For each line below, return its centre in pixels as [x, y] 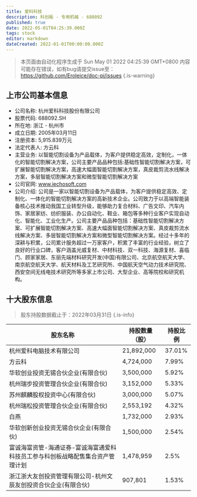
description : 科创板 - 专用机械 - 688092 [54, 17]
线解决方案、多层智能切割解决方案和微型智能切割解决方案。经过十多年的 [102, 235]
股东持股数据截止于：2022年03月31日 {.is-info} [77, 315]
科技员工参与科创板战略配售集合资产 [59, 456]
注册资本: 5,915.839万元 [43, 140]
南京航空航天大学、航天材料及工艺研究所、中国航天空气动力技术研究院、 [102, 264]
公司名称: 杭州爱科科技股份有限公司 [57, 110]
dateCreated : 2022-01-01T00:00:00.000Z [55, 45]
